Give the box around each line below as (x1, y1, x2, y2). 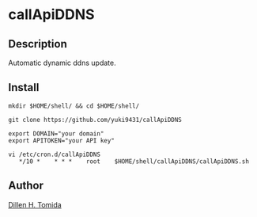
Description (8, 37, 67, 51)
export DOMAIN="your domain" (8, 129, 104, 138)
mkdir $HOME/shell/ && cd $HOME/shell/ (8, 101, 140, 110)
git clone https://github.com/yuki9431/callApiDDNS (8, 116, 182, 124)
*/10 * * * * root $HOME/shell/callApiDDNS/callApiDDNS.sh (18, 157, 249, 166)
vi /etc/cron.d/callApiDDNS (8, 150, 101, 158)
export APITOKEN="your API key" (8, 136, 115, 144)
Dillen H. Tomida (8, 200, 62, 209)
